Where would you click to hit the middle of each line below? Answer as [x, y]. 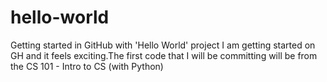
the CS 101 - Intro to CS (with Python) [87, 66]
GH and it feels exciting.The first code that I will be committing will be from [164, 55]
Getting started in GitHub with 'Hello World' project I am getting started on [163, 45]
